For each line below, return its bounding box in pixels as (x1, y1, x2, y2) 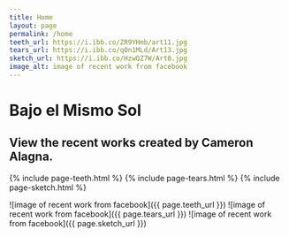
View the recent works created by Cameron (9, 135, 254, 150)
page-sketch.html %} (9, 182, 87, 193)
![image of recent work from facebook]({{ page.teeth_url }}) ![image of (9, 199, 265, 210)
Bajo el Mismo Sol (9, 101, 141, 120)
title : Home (9, 12, 53, 22)
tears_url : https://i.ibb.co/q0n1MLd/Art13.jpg (9, 46, 188, 55)
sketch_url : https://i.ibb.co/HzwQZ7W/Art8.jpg (9, 54, 188, 63)
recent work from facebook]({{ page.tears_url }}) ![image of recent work (9, 209, 272, 219)
